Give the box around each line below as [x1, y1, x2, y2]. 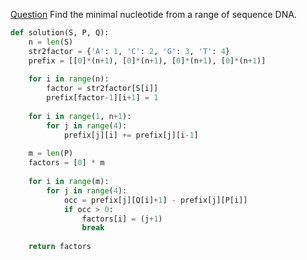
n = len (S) [28, 37, 74, 47]
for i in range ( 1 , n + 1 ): [28, 111, 132, 121]
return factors [28, 242, 92, 252]
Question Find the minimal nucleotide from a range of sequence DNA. [10, 9, 297, 20]
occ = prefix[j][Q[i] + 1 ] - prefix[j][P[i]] [63, 195, 248, 205]
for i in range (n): [28, 74, 110, 84]
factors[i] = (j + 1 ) [81, 214, 163, 224]
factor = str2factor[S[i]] [46, 84, 159, 94]
